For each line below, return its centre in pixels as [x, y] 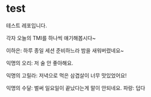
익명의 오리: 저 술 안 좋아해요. [40, 63]
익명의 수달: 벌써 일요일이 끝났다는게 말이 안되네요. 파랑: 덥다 [76, 88]
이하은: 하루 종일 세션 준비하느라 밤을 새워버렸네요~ [65, 50]
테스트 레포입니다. [27, 25]
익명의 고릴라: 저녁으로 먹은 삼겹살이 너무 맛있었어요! [66, 75]
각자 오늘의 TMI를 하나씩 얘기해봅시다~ [51, 38]
